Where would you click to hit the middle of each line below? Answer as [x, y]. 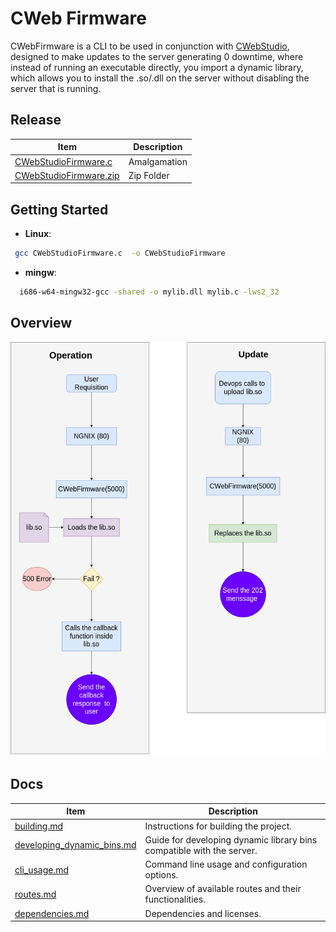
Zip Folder [149, 175]
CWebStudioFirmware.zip [67, 175]
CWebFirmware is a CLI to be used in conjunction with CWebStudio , [150, 46]
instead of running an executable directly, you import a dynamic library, [157, 67]
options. [161, 875]
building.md [39, 826]
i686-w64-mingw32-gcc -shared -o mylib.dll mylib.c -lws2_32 [149, 292]
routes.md [35, 894]
